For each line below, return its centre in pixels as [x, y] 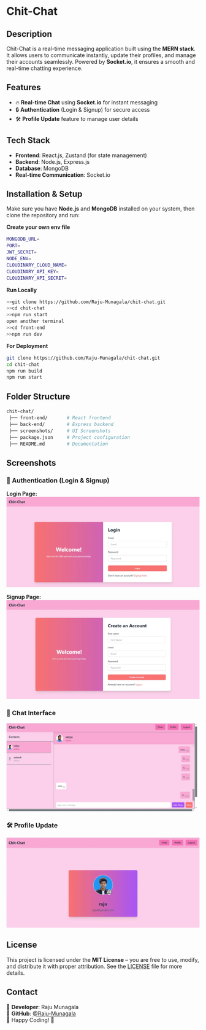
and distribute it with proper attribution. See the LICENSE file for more [94, 966]
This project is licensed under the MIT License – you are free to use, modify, [103, 959]
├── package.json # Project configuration [70, 437]
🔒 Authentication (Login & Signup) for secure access [82, 109]
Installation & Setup [44, 194]
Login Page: [22, 494]
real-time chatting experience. [44, 68]
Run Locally [22, 290]
